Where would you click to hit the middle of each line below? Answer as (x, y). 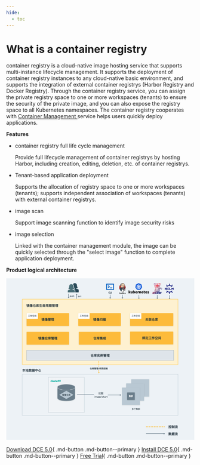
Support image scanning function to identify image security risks (95, 223)
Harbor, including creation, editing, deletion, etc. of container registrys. (102, 164)
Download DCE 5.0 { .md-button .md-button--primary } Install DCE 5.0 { (93, 449)
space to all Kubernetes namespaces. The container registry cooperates (95, 110)
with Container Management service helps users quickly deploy (84, 116)
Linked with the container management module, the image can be (96, 246)
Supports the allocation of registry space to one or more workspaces (100, 187)
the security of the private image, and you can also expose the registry (93, 104)
